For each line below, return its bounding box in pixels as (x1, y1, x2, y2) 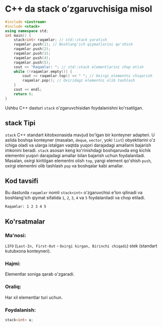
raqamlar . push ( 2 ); (14, 47, 51, 51)
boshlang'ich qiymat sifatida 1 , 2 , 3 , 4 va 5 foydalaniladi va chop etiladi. (5, 195, 146, 201)
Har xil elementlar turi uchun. (5, 294, 63, 300)
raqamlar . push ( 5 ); (14, 60, 51, 65)
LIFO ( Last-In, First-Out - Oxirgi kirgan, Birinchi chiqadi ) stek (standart (5, 243, 158, 248)
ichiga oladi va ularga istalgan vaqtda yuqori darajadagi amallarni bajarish (5, 142, 151, 148)
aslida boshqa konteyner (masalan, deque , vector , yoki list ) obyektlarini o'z (5, 137, 156, 143)
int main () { (5, 33, 31, 38)
